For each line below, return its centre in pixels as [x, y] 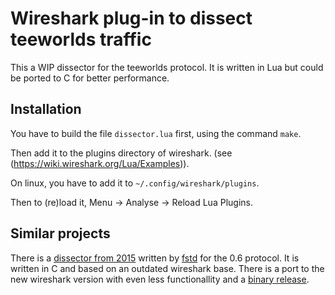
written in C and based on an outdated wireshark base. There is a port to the [167, 268]
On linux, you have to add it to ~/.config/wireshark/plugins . [135, 183]
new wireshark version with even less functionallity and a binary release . [160, 279]
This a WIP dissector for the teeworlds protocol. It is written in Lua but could [167, 67]
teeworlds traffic [81, 39]
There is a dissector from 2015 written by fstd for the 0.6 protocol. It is [155, 258]
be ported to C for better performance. [90, 78]
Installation [46, 109]
